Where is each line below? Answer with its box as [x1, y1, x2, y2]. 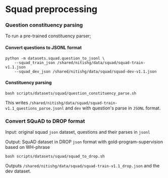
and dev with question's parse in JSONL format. [65, 105, 161, 111]
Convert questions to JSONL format [5, 44, 82, 51]
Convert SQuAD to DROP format [5, 117, 85, 125]
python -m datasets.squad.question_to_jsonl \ [5, 55, 105, 61]
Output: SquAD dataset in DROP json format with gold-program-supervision [5, 139, 163, 145]
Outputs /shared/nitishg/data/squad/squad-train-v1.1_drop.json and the [5, 163, 160, 169]
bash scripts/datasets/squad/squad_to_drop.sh [5, 154, 105, 159]
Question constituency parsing [5, 22, 83, 29]
